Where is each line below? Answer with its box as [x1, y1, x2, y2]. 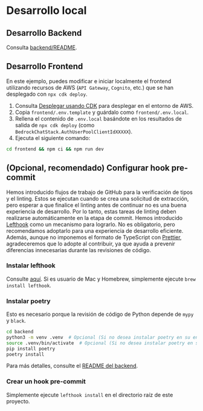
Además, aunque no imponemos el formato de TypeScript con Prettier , [6, 233, 182, 241]
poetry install [6, 351, 45, 358]
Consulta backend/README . [6, 44, 77, 51]
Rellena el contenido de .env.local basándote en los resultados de [14, 115, 182, 122]
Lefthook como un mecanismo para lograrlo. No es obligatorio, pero [6, 221, 175, 228]
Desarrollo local [6, 4, 87, 18]
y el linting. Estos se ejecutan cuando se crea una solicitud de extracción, [6, 195, 189, 202]
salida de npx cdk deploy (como [14, 121, 95, 129]
